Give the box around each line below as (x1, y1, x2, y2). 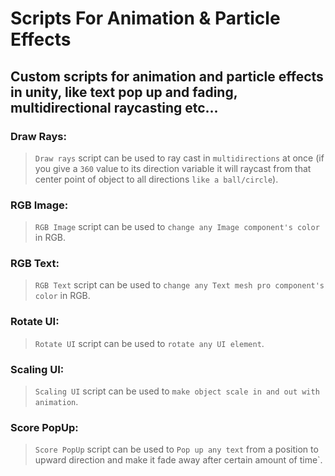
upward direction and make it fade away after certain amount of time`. (34, 454, 323, 466)
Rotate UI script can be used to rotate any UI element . (34, 337, 265, 349)
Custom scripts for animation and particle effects (10, 68, 324, 85)
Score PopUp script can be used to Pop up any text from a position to (34, 443, 319, 456)
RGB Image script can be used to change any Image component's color (34, 221, 320, 233)
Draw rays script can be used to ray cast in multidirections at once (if (34, 152, 325, 164)
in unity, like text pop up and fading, (10, 83, 238, 101)
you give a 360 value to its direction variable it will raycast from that (34, 162, 312, 174)
